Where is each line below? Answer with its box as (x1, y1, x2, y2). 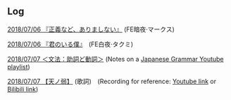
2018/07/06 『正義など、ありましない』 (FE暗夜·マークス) (7, 24, 175, 34)
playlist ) (7, 62, 30, 71)
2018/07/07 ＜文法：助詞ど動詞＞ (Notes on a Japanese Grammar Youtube (7, 55, 224, 63)
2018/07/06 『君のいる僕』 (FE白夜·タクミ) (7, 40, 134, 48)
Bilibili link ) (7, 85, 39, 93)
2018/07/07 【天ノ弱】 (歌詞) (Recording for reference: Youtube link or (7, 77, 217, 85)
